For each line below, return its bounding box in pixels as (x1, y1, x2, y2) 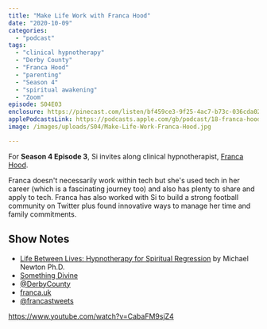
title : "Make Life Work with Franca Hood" (8, 11, 151, 20)
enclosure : (8, 108, 44, 116)
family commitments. (8, 209, 77, 219)
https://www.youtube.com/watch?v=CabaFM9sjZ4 (8, 311, 175, 321)
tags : (8, 41, 26, 49)
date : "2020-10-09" (8, 19, 73, 27)
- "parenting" (15, 71, 62, 79)
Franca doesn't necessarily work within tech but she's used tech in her (8, 175, 240, 185)
